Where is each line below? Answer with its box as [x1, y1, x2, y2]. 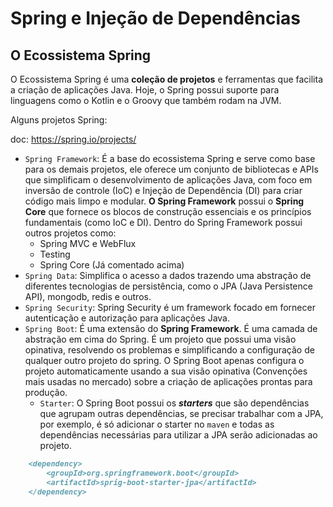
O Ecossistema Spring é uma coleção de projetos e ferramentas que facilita [10, 73, 324, 85]
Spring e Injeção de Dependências [10, 7, 301, 30]
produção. [24, 387, 68, 398]
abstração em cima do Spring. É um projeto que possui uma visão [24, 333, 297, 345]
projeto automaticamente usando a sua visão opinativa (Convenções [24, 365, 308, 377]
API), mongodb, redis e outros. [24, 291, 152, 302]
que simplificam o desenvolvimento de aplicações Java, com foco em [24, 174, 313, 186]
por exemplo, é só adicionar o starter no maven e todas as [39, 418, 275, 430]
